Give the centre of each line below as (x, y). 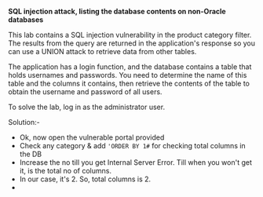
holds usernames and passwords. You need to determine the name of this (128, 75)
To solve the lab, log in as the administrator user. (87, 107)
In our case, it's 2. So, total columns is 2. (85, 179)
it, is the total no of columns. (66, 171)
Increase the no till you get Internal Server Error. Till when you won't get (136, 162)
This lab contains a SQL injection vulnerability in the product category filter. (130, 35)
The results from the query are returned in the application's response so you (132, 43)
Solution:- (24, 122)
